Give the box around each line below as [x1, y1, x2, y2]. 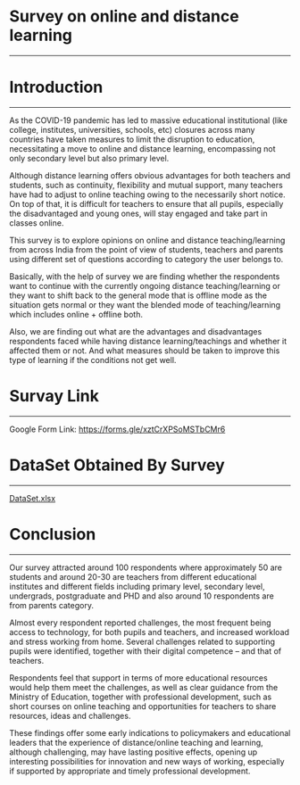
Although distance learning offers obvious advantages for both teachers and [9, 169, 291, 180]
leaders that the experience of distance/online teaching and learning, [9, 737, 263, 748]
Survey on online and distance [9, 6, 239, 27]
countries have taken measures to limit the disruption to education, [9, 134, 255, 145]
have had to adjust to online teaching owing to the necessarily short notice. [9, 189, 286, 200]
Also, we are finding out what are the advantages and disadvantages [9, 326, 262, 336]
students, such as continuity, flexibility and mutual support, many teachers [9, 179, 283, 190]
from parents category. [9, 599, 94, 610]
